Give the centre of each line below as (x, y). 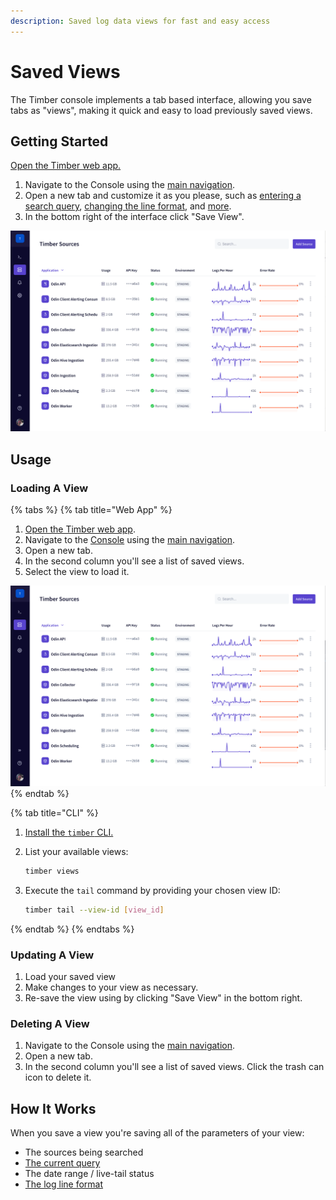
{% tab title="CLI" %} (54, 812)
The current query (62, 1163)
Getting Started (59, 141)
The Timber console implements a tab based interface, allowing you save (161, 99)
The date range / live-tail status (89, 1174)
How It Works (53, 1108)
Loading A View (49, 488)
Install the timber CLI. (69, 832)
